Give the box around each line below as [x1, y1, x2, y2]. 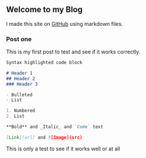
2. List [6, 113, 25, 119]
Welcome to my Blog [6, 5, 83, 15]
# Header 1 [6, 70, 33, 76]
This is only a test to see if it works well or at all [6, 145, 120, 152]
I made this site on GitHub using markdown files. [6, 20, 123, 27]
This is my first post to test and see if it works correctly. [6, 48, 141, 55]
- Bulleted [6, 92, 33, 98]
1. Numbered [6, 108, 35, 114]
